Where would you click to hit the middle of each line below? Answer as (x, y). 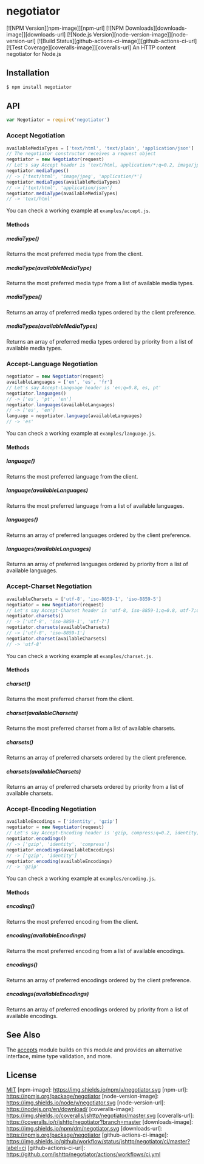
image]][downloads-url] (36, 34)
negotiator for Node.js (34, 54)
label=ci (16, 1148)
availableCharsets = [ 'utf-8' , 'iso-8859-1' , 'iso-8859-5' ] (84, 599)
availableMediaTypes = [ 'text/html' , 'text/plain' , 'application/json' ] (100, 148)
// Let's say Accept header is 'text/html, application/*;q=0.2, (90, 165)
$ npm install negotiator (39, 87)
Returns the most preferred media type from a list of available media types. (100, 283)
